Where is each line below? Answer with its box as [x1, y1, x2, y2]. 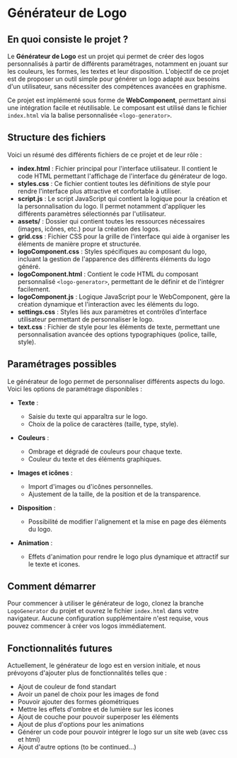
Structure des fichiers [7, 131, 106, 143]
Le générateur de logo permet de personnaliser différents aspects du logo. [7, 377, 225, 385]
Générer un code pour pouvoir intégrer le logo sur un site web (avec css [17, 727, 229, 736]
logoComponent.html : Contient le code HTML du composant [17, 270, 199, 278]
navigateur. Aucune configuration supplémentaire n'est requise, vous [7, 614, 209, 622]
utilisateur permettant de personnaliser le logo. [17, 314, 154, 324]
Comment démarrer [7, 581, 96, 593]
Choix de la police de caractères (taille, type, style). [28, 419, 179, 428]
